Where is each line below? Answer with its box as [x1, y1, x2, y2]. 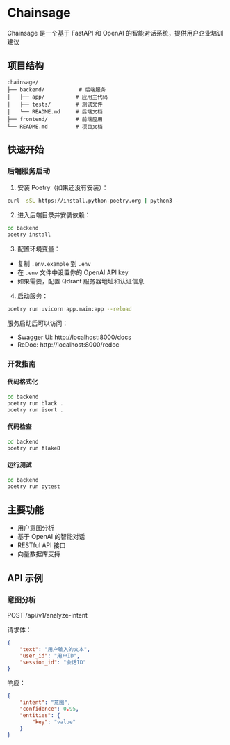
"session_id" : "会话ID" [19, 659, 87, 666]
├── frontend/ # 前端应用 [7, 116, 103, 123]
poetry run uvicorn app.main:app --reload [7, 306, 132, 313]
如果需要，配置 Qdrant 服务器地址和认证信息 [17, 277, 145, 285]
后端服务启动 [7, 166, 51, 176]
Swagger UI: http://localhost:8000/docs [17, 333, 132, 341]
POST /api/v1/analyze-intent [7, 611, 88, 620]
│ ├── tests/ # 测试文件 [7, 101, 103, 108]
